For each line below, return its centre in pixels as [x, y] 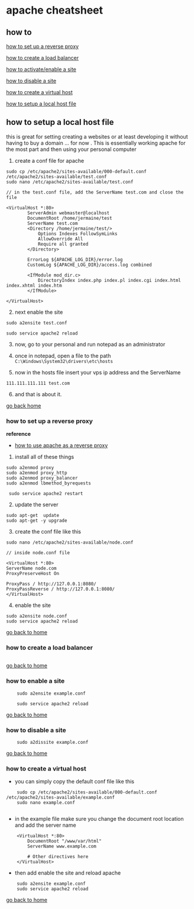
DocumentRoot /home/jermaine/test [70, 218]
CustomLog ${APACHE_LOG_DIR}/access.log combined [90, 265]
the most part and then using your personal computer [71, 149]
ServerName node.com [32, 568]
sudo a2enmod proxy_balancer [42, 478]
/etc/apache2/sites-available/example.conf [61, 798]
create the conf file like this [48, 532]
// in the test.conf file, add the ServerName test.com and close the [95, 192]
